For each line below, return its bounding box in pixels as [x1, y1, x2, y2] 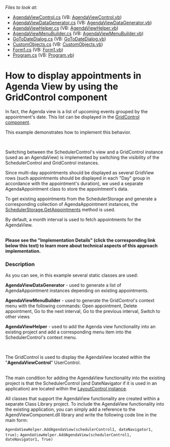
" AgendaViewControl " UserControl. [5, 359, 81, 366]
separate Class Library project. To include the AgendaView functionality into [5, 401, 164, 407]
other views [5, 313, 30, 320]
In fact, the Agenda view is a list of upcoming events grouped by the [5, 108, 148, 114]
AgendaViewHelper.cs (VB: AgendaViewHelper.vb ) [12, 25, 119, 31]
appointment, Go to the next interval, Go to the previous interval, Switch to [5, 308, 161, 314]
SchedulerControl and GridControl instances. [5, 160, 99, 166]
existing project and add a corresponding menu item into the [5, 329, 132, 335]
